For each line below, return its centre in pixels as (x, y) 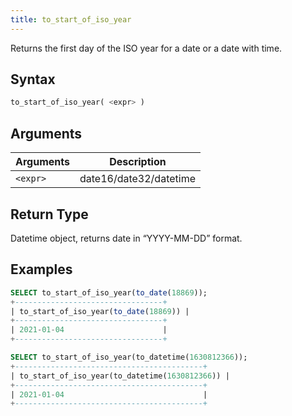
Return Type (49, 214)
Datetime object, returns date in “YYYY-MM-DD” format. (126, 238)
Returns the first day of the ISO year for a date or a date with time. (146, 48)
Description (138, 162)
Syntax (33, 79)
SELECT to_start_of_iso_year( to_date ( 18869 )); (109, 292)
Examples (41, 269)
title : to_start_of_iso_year (71, 19)
